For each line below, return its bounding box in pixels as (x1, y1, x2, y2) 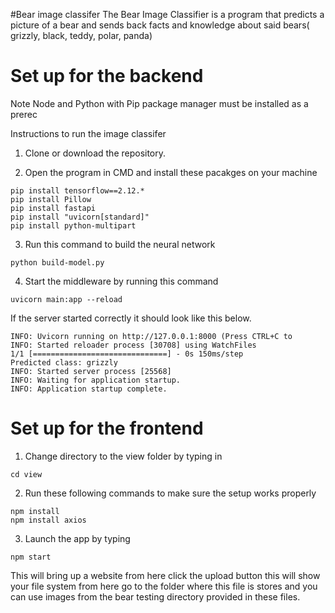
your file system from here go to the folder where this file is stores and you (10, 580, 318, 592)
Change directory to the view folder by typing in (24, 450, 223, 462)
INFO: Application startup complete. (10, 384, 168, 394)
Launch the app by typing (24, 532, 131, 544)
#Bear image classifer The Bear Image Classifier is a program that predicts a (10, 9, 325, 20)
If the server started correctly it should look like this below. (10, 312, 252, 324)
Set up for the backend (10, 65, 204, 88)
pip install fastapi (10, 203, 97, 213)
